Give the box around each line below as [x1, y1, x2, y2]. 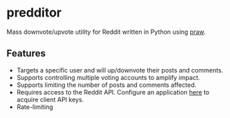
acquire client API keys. [16, 95, 84, 104]
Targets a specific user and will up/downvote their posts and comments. [16, 66, 224, 74]
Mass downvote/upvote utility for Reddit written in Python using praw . [6, 28, 206, 36]
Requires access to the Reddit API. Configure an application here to [16, 88, 210, 96]
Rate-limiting [16, 102, 54, 111]
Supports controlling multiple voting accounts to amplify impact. [16, 73, 201, 81]
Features [6, 48, 46, 59]
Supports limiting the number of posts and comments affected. [16, 81, 197, 89]
